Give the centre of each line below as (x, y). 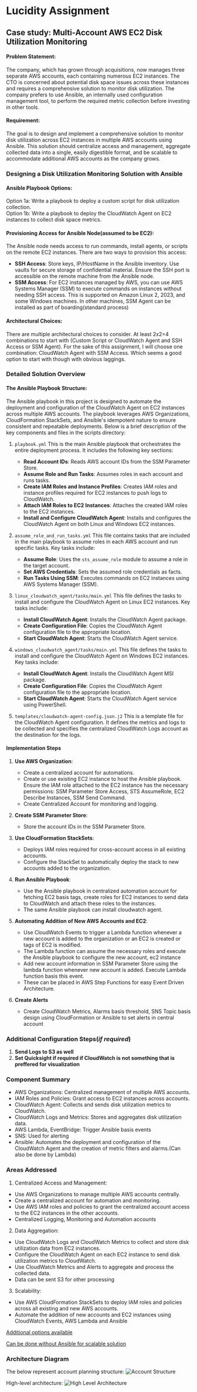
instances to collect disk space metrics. (54, 220)
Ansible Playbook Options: (39, 188)
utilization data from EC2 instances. (57, 1248)
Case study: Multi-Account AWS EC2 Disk (84, 33)
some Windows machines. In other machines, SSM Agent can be (93, 301)
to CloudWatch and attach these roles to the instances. (90, 903)
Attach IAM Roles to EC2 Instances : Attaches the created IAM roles (105, 505)
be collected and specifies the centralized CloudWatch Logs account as (101, 728)
